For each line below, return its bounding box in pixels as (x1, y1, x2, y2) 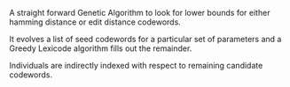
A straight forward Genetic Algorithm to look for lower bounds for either (9, 8, 270, 18)
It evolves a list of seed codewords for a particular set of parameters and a (9, 34, 282, 44)
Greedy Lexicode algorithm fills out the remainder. (9, 43, 192, 54)
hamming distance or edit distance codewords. (9, 17, 182, 27)
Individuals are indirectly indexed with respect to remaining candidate (9, 61, 263, 70)
